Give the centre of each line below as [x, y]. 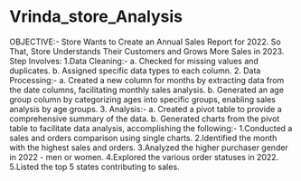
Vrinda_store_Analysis [96, 17]
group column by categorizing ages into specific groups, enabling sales [143, 99]
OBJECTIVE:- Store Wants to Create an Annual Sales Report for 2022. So [146, 42]
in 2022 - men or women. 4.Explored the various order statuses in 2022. [144, 157]
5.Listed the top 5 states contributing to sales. [94, 167]
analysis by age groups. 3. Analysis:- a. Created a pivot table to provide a [146, 109]
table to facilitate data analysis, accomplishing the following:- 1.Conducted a [151, 128]
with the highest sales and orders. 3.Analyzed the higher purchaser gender [149, 148]
